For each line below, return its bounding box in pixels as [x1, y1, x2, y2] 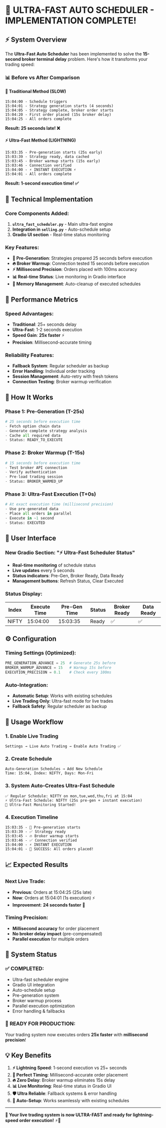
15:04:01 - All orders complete [5, 172, 72, 177]
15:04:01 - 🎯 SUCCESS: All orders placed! [5, 846, 94, 851]
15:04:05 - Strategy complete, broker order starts [5, 108, 114, 113]
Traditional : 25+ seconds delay [12, 321, 77, 327]
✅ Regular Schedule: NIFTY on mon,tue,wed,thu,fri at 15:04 [5, 793, 132, 799]
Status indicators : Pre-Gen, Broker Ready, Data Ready [12, 573, 124, 579]
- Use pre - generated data [5, 507, 58, 512]
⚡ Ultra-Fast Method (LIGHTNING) [5, 137, 76, 143]
